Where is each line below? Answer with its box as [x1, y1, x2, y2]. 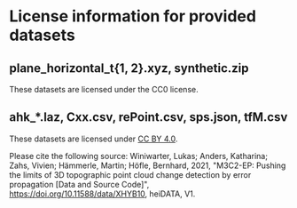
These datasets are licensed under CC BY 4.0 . [9, 133, 178, 144]
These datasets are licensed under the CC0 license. [9, 84, 199, 94]
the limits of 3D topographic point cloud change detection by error [9, 169, 252, 180]
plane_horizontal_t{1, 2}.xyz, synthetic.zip [9, 60, 250, 76]
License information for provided [9, 6, 257, 27]
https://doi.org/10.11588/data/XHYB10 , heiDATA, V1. [9, 188, 196, 199]
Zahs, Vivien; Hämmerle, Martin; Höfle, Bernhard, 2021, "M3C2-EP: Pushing [9, 160, 286, 171]
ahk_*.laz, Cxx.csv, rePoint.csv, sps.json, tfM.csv [9, 109, 288, 125]
